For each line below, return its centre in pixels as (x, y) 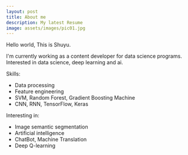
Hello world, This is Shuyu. (39, 45)
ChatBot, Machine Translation (51, 140)
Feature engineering (39, 91)
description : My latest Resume (44, 22)
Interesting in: (23, 116)
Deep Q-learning (35, 146)
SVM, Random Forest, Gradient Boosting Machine (75, 98)
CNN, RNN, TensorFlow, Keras (51, 104)
